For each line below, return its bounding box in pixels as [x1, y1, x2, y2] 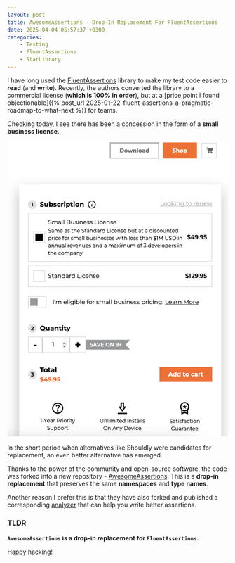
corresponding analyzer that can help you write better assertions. [7, 500, 196, 509]
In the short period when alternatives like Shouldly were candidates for [7, 443, 212, 452]
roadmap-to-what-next [7, 106, 74, 114]
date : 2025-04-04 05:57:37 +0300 [7, 26, 105, 33]
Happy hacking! [7, 548, 53, 556]
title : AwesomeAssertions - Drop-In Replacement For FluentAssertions [7, 18, 218, 26]
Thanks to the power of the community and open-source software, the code [7, 464, 227, 473]
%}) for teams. [75, 106, 118, 114]
